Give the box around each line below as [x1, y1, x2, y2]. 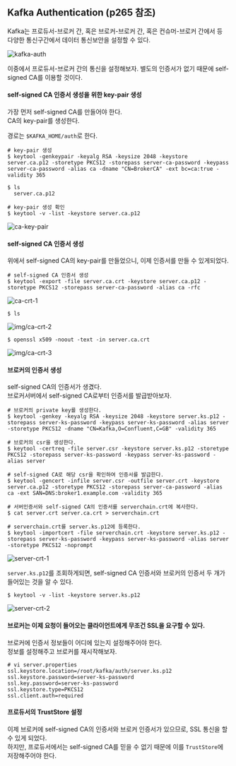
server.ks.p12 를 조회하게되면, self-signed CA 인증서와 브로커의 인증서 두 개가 [7, 569, 226, 578]
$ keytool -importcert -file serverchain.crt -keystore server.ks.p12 [7, 529, 220, 537]
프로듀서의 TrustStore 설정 [7, 708, 83, 717]
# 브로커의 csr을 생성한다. [7, 439, 76, 446]
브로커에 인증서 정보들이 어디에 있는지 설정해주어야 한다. [7, 638, 163, 647]
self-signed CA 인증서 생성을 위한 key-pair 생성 [7, 90, 143, 99]
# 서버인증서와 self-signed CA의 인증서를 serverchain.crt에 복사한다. [7, 503, 199, 510]
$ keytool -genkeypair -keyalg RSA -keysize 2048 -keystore [7, 153, 189, 160]
